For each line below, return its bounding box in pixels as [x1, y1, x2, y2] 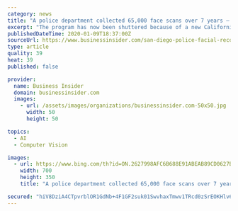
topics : [7, 128, 30, 135]
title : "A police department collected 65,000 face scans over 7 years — [7, 17, 230, 24]
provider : [7, 76, 37, 83]
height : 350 [20, 174, 55, 181]
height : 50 [25, 115, 59, 122]
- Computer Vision [13, 141, 69, 149]
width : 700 [20, 167, 52, 174]
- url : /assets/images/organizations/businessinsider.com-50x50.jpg [20, 102, 227, 110]
